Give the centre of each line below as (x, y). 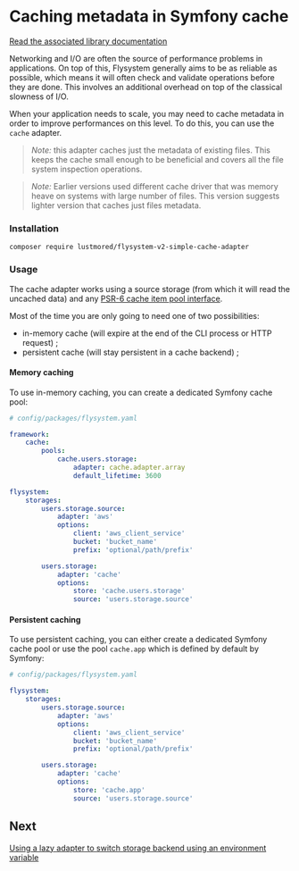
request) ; (40, 342)
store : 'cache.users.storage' (129, 591)
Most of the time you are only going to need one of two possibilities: (134, 315)
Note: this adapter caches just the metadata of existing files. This (150, 150)
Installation (34, 228)
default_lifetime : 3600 (117, 475)
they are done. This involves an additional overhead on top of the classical (146, 87)
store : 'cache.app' (109, 790)
